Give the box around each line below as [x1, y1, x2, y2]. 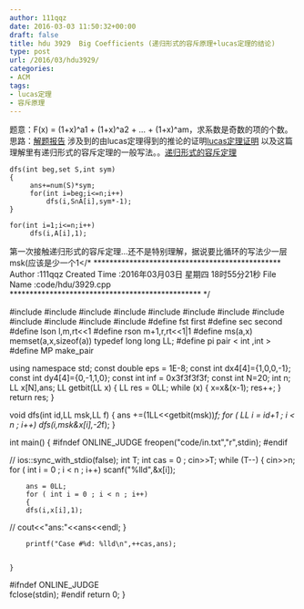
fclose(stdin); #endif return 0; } [9, 589, 126, 600]
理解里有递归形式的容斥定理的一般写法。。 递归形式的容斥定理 [9, 147, 237, 158]
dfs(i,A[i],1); [29, 229, 88, 238]
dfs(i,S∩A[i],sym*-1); [46, 197, 132, 206]
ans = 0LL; [25, 482, 67, 491]
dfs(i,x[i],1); [25, 506, 84, 515]
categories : [9, 65, 55, 74]
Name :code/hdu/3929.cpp [9, 279, 112, 290]
